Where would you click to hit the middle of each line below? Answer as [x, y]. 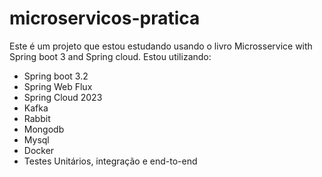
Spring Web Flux [58, 86]
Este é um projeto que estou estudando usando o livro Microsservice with [161, 46]
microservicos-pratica [105, 18]
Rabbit [37, 118]
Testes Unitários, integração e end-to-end [110, 161]
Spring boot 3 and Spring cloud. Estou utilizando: [110, 56]
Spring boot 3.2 [56, 76]
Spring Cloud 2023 [63, 97]
